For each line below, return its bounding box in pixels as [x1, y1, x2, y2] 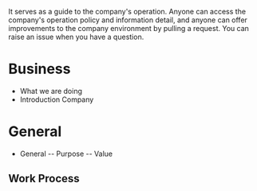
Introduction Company [19, 95, 94, 104]
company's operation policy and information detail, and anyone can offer [8, 15, 247, 25]
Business [8, 60, 71, 78]
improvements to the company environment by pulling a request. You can [8, 24, 250, 33]
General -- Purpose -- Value [19, 149, 113, 158]
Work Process [8, 172, 80, 185]
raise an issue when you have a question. [8, 32, 144, 41]
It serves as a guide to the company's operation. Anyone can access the [8, 7, 246, 16]
